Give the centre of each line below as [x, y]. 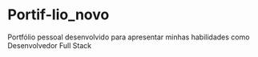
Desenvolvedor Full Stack [50, 45]
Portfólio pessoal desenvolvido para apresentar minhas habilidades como [129, 37]
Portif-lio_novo [58, 15]
